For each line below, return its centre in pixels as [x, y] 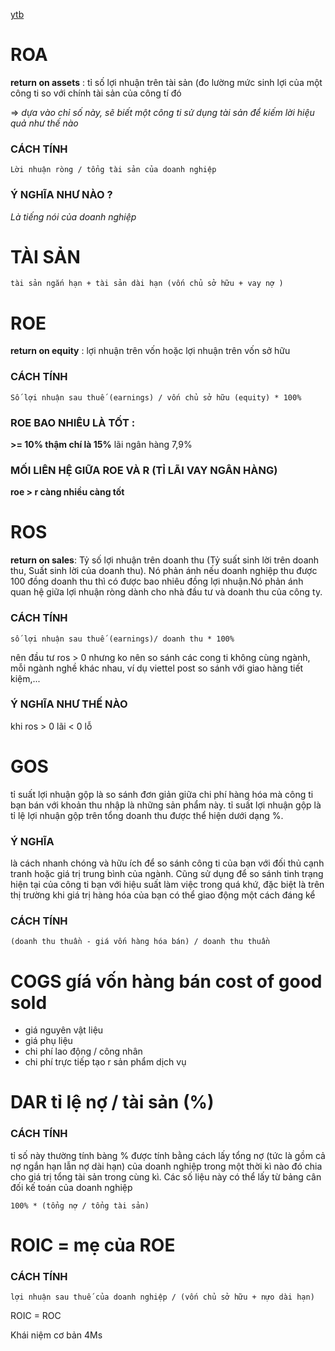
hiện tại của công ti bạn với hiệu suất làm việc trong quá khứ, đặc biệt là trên [167, 885]
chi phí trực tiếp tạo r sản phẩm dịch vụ [105, 1062]
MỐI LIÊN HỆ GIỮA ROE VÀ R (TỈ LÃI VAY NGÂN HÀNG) [144, 470]
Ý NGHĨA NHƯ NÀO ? [61, 195]
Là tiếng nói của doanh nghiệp [73, 216]
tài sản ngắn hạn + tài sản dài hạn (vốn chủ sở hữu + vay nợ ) [147, 284]
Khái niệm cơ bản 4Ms [56, 1335]
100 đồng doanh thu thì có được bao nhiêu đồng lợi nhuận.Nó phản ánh [157, 581]
